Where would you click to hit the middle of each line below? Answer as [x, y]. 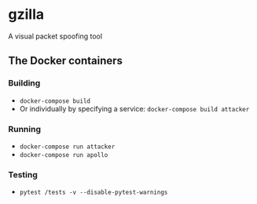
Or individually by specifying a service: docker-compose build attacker [134, 108]
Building [24, 83]
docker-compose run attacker [67, 147]
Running [25, 129]
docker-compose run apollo [64, 155]
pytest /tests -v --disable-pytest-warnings [94, 193]
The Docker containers [66, 61]
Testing [23, 174]
